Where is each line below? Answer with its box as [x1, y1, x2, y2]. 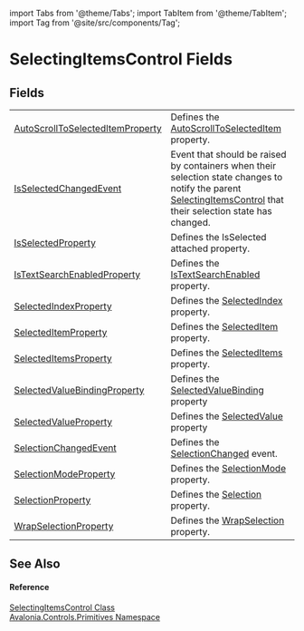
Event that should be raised [170, 149, 287, 160]
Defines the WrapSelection [170, 514, 285, 527]
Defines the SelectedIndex [170, 295, 283, 306]
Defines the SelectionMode [170, 462, 287, 474]
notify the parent [170, 182, 242, 194]
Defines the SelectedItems [170, 346, 283, 359]
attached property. [170, 242, 251, 255]
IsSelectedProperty [14, 237, 97, 248]
